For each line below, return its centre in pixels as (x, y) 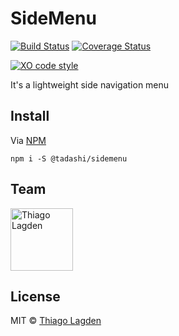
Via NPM (28, 140)
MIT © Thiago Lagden (56, 321)
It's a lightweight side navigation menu (90, 84)
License (35, 296)
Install (30, 116)
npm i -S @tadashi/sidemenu (69, 158)
